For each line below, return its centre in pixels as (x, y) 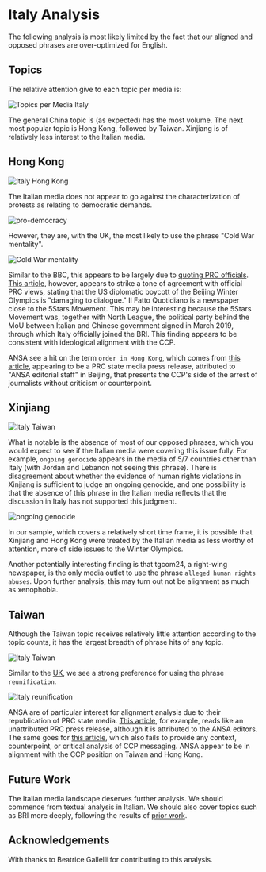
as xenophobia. (33, 590)
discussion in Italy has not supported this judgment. (92, 501)
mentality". (26, 244)
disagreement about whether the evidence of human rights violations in (125, 476)
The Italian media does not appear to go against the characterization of (124, 196)
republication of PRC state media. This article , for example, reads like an (126, 721)
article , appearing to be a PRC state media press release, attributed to (122, 366)
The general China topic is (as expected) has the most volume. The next (126, 120)
